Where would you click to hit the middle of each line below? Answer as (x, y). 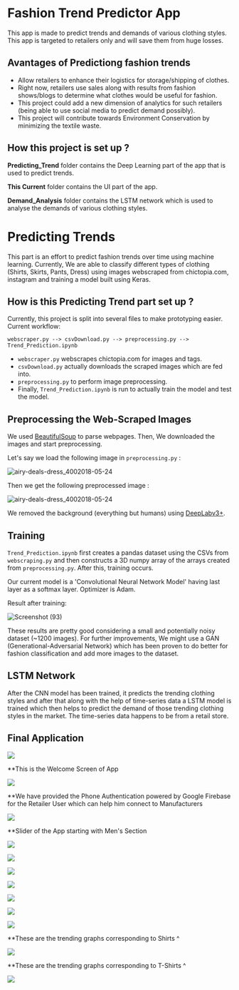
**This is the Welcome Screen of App (63, 769)
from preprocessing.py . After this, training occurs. (81, 568)
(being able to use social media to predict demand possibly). (106, 110)
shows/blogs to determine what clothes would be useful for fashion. (117, 95)
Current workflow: (34, 327)
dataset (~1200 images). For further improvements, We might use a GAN (113, 638)
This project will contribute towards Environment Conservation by (113, 118)
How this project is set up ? (69, 148)
